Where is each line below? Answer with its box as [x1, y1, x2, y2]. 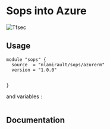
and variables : [6, 93, 43, 100]
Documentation [6, 115, 65, 125]
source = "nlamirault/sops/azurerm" [11, 62, 105, 67]
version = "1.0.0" [11, 67, 58, 73]
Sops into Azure [6, 4, 87, 18]
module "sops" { [6, 56, 46, 63]
